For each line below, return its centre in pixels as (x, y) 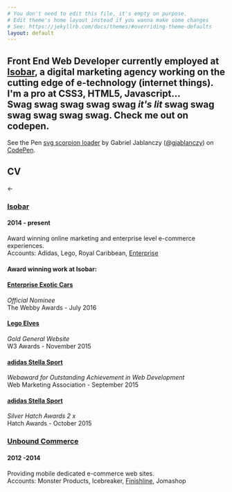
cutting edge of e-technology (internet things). (110, 83)
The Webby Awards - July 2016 (52, 307)
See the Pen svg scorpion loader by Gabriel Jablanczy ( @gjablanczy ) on (110, 143)
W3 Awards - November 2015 (49, 346)
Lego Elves (23, 324)
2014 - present (29, 223)
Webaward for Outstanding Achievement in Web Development (96, 378)
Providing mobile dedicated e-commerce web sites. (81, 473)
